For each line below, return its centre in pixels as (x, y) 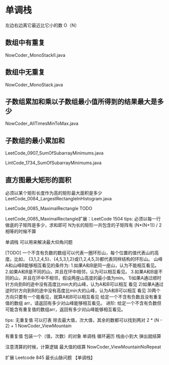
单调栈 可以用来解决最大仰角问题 (39, 242)
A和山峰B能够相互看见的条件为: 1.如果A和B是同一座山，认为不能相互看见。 (82, 265)
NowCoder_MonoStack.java (34, 85)
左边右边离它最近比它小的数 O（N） (42, 25)
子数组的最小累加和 (35, 141)
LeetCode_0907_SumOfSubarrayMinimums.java (55, 153)
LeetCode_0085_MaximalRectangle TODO (49, 208)
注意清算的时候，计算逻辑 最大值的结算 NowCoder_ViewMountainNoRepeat (83, 347)
